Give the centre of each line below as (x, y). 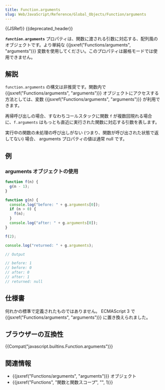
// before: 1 (18, 263)
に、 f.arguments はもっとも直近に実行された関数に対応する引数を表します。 (82, 122)
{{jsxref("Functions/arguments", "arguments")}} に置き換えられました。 (78, 317)
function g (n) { (22, 200)
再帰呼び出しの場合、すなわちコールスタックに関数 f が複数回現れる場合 (79, 116)
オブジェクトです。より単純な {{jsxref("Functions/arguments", (68, 44)
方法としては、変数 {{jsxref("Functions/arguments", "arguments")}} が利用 (81, 99)
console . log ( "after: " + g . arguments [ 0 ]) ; (54, 223)
